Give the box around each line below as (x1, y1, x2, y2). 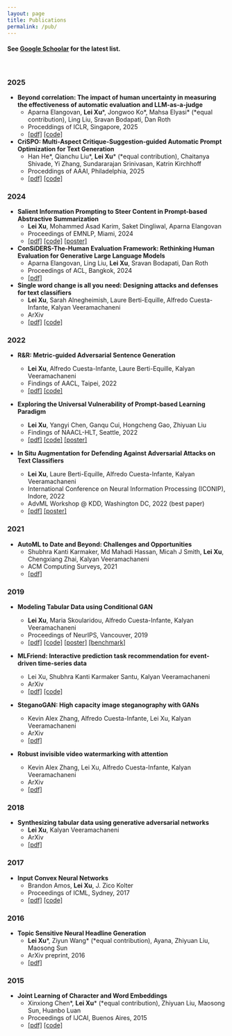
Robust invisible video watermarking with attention (17, 750, 168, 758)
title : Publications (7, 17, 67, 24)
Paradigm (17, 408, 47, 416)
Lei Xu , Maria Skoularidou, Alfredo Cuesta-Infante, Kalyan (27, 616, 194, 625)
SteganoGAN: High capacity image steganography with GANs (17, 701, 199, 709)
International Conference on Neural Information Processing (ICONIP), (27, 485, 226, 493)
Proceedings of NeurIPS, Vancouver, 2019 (27, 631, 148, 640)
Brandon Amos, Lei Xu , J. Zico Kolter (27, 881, 134, 889)
